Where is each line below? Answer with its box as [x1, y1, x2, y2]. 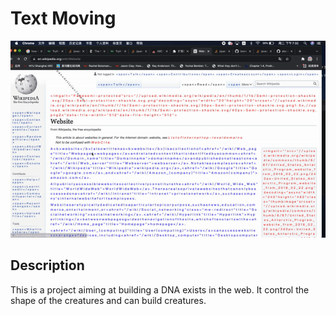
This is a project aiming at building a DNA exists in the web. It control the [10, 283, 310, 296]
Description [10, 257, 85, 274]
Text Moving [10, 7, 117, 30]
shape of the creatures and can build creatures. [10, 294, 207, 306]
